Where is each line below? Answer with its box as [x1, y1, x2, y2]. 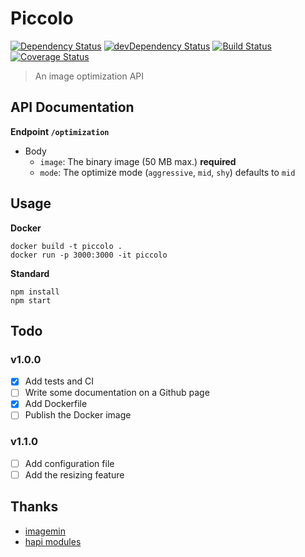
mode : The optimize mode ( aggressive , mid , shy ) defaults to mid [39, 166, 296, 178]
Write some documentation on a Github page [24, 387, 210, 399]
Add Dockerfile [24, 398, 88, 410]
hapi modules [24, 535, 82, 547]
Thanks [10, 498, 59, 516]
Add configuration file [24, 457, 115, 469]
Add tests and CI [24, 375, 94, 387]
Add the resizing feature [24, 468, 125, 481]
